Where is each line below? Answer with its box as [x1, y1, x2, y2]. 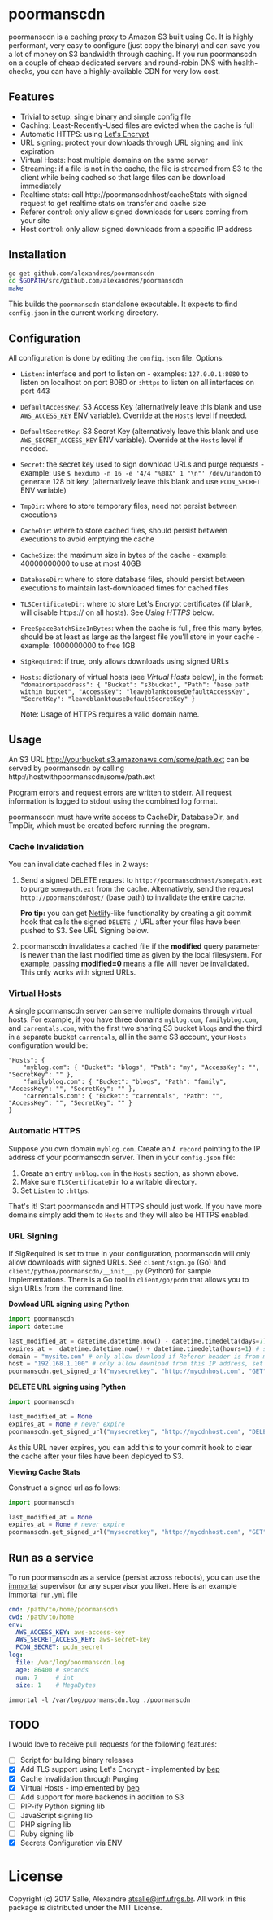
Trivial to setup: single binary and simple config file [19, 112, 192, 121]
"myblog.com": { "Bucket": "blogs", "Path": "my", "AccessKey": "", [23, 1063, 260, 1072]
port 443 [19, 386, 50, 396]
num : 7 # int [15, 1673, 75, 1681]
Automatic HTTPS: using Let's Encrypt [19, 129, 149, 138]
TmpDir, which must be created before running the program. [8, 820, 210, 831]
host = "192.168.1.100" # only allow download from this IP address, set [8, 1360, 264, 1368]
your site [19, 215, 50, 225]
